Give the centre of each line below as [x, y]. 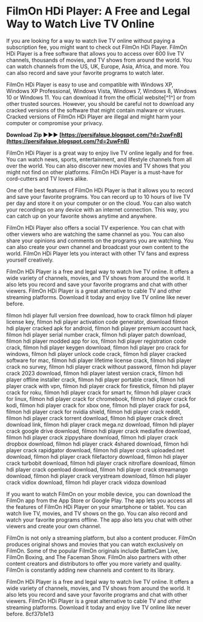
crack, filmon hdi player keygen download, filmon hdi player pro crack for [97, 347]
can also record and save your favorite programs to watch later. [85, 73]
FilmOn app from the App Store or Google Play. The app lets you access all [99, 501]
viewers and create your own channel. [54, 526]
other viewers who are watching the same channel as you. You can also [95, 234]
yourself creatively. [30, 260]
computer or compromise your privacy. [55, 123]
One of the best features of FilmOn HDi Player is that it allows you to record [100, 190]
